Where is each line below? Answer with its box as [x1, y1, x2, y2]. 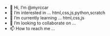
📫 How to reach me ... [9, 26, 55, 31]
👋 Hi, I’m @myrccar [9, 5, 49, 10]
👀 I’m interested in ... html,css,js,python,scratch [9, 10, 106, 16]
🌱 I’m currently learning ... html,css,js [9, 15, 85, 20]
